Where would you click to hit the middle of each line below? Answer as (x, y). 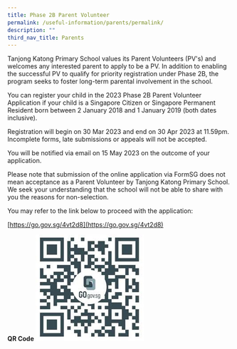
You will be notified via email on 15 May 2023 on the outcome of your (109, 153)
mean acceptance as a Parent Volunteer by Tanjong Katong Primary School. (118, 182)
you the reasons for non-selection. (58, 197)
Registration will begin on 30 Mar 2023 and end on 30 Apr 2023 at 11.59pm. (118, 132)
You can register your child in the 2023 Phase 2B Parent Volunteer (105, 95)
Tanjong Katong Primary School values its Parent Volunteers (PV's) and (112, 59)
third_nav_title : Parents (46, 38)
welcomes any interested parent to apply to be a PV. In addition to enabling (117, 66)
